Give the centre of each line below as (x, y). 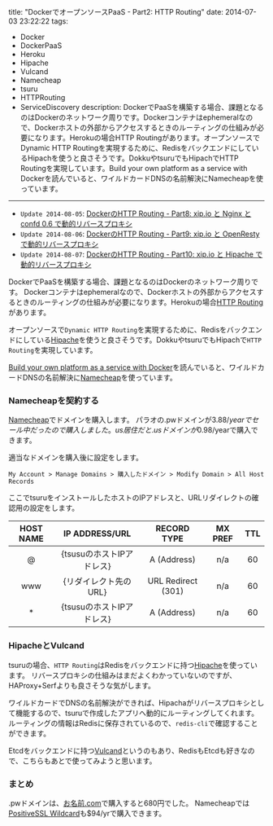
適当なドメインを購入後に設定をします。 (76, 458)
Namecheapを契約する (54, 400)
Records (22, 482)
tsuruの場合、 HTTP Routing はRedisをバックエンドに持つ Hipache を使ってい (133, 665)
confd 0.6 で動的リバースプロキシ (76, 224)
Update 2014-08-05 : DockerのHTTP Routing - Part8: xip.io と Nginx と (136, 213)
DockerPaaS (41, 46)
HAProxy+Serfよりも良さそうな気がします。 (82, 685)
